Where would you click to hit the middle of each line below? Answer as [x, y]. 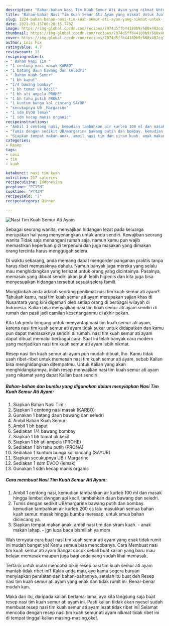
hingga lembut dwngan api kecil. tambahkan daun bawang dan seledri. [86, 498]
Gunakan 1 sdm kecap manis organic [51, 468]
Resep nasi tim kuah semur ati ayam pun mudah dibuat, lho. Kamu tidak [79, 353]
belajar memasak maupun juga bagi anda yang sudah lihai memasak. [77, 556]
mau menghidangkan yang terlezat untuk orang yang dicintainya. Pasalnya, [83, 271]
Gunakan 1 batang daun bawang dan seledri [58, 415]
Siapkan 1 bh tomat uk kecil [41, 436]
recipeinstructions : [27, 122]
